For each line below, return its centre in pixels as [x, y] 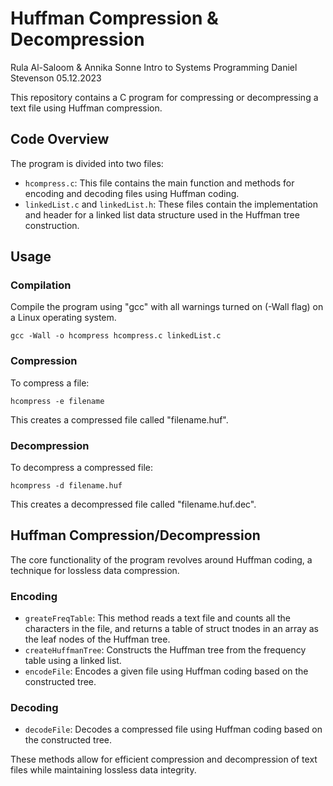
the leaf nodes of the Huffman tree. [97, 639]
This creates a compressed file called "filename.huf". [119, 419]
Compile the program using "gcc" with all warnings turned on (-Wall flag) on [167, 307]
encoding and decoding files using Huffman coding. [132, 193]
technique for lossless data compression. [95, 570]
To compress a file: [50, 383]
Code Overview [60, 139]
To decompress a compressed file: [81, 468]
